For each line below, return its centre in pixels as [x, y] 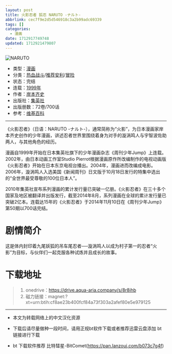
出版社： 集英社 [28, 100]
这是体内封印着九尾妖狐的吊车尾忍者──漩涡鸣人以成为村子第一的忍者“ [79, 246]
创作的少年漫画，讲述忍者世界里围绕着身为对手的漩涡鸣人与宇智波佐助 [93, 135]
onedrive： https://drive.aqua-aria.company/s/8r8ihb [81, 290]
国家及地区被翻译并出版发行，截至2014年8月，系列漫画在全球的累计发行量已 [86, 195]
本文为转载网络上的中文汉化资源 [46, 317]
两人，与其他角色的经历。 [32, 142]
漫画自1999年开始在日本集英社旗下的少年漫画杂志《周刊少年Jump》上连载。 [86, 152]
